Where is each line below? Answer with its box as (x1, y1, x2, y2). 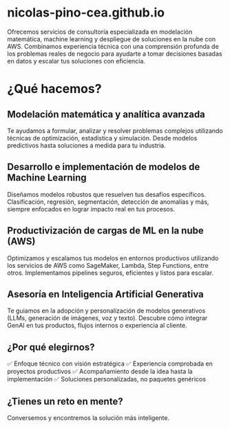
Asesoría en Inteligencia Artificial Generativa (7, 288, 205, 300)
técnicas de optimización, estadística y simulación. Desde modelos (7, 134, 198, 142)
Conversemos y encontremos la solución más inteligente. (7, 414, 170, 421)
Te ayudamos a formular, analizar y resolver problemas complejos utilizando (7, 126, 224, 135)
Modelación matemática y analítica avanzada (7, 108, 205, 120)
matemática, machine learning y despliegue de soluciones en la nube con (7, 34, 216, 43)
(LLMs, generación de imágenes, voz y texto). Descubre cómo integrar (7, 314, 208, 322)
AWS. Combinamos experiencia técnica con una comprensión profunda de (7, 42, 219, 50)
